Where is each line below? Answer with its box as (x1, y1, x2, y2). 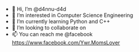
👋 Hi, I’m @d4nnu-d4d (11, 6, 67, 12)
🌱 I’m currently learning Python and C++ (11, 18, 111, 25)
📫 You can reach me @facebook (11, 31, 93, 37)
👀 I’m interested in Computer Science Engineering (11, 12, 134, 19)
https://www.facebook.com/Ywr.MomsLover (11, 39, 120, 46)
